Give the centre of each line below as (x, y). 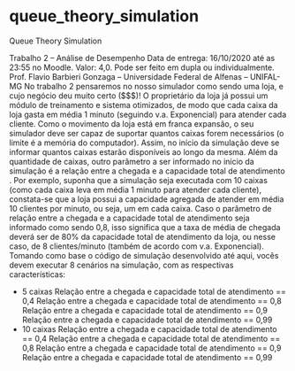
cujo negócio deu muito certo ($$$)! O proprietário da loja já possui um (139, 96)
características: (38, 274)
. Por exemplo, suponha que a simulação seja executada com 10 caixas (138, 180)
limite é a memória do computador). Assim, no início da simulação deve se (144, 143)
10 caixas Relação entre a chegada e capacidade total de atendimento (149, 328)
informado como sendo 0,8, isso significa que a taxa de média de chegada (145, 227)
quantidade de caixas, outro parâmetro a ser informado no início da (132, 161)
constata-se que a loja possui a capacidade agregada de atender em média (147, 199)
